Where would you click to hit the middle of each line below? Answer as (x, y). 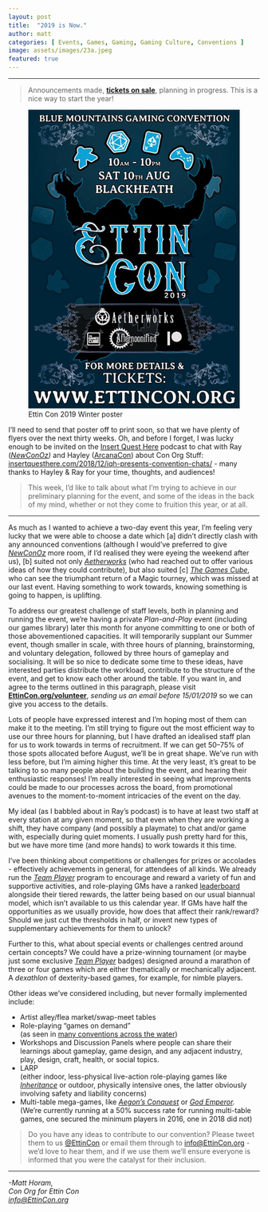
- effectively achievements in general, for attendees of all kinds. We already (132, 869)
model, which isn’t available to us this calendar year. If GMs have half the (128, 903)
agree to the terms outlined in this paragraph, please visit (102, 687)
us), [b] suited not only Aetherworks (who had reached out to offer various (131, 562)
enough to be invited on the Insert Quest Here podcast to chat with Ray (125, 447)
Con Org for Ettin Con (44, 1191)
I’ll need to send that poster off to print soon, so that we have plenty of (124, 430)
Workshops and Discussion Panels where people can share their (126, 1043)
